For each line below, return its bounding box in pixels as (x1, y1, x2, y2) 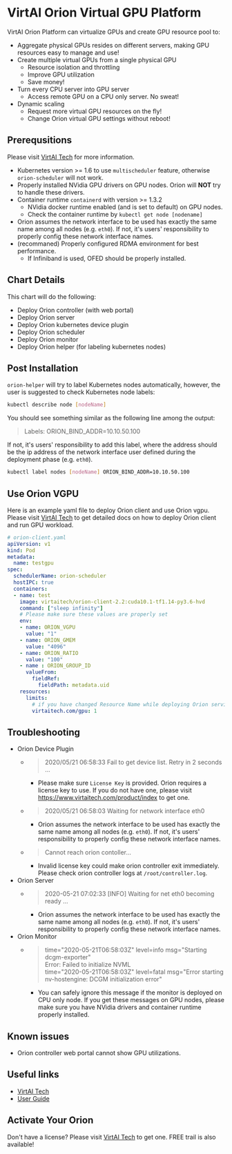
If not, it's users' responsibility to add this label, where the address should (7, 440, 217, 449)
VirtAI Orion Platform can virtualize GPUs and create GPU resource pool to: (7, 28, 221, 36)
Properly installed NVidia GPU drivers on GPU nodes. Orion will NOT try (17, 181, 221, 189)
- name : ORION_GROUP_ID (19, 663, 91, 669)
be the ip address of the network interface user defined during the (7, 448, 196, 456)
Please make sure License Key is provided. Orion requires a (37, 779, 207, 788)
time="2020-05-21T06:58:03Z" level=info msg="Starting (44, 946, 207, 954)
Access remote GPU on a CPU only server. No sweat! (27, 92, 180, 101)
